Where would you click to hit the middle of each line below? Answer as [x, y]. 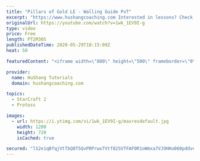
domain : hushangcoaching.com [48, 83]
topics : [16, 94]
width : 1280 [32, 127]
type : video [21, 28]
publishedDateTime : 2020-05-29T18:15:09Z [58, 45]
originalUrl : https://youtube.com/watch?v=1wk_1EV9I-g [76, 23]
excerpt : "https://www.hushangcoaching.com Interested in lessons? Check [100, 17]
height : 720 [32, 132]
